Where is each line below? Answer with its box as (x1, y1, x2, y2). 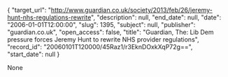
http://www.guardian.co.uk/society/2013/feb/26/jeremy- (50, 6, 213, 14)
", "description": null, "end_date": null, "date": (90, 13, 222, 22)
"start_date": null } (7, 50, 60, 58)
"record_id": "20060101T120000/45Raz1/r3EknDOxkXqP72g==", (7, 43, 193, 51)
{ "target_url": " (7, 6, 51, 14)
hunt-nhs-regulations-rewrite (7, 13, 92, 22)
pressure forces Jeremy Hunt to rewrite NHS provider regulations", (7, 35, 199, 44)
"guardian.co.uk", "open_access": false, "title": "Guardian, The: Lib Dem (7, 28, 214, 36)
